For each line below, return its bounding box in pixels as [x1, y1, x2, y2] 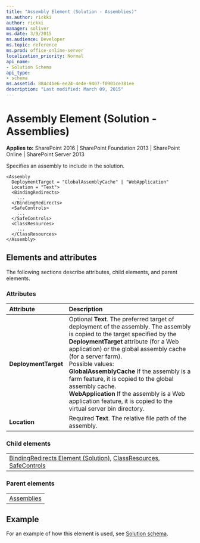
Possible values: [68, 359, 114, 368]
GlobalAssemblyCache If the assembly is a [68, 367, 191, 376]
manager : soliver [6, 25, 49, 32]
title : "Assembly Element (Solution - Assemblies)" [6, 8, 137, 15]
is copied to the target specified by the [68, 330, 177, 338]
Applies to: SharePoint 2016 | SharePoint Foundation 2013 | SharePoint [6, 144, 180, 151]
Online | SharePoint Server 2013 [6, 150, 85, 158]
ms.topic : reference [6, 42, 58, 48]
